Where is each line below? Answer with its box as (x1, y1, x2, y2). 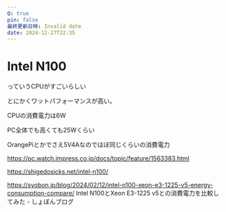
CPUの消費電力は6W (7, 111, 67, 120)
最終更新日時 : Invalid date (7, 23, 81, 30)
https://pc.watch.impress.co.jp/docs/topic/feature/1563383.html (7, 154, 189, 163)
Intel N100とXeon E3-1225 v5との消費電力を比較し (75, 189, 219, 198)
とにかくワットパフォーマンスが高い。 (7, 97, 116, 105)
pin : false (7, 16, 39, 23)
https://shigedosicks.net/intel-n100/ (7, 167, 109, 176)
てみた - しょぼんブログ (7, 198, 74, 206)
